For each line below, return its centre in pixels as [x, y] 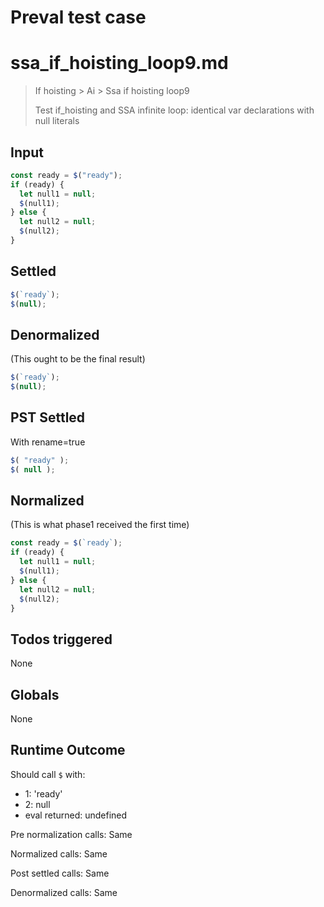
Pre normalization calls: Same [71, 834]
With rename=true [48, 442]
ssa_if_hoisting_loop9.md [119, 63]
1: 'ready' [43, 793]
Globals [35, 694]
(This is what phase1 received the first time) [100, 525]
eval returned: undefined [76, 815]
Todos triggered [61, 639]
